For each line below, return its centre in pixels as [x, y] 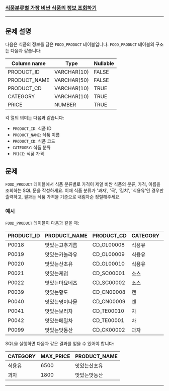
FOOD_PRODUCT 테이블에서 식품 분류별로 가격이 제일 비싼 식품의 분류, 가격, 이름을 [83, 184]
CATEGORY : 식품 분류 [32, 148]
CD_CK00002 [109, 330]
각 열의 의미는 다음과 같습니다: [35, 118]
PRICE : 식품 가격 [28, 154]
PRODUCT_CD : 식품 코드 [34, 141]
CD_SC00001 [109, 273]
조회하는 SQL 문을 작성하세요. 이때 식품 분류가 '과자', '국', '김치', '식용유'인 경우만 [84, 190]
